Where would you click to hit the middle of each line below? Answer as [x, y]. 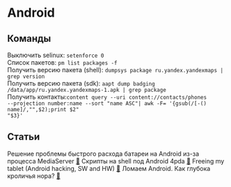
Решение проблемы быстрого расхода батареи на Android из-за [103, 154]
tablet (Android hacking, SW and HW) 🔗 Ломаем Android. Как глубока [109, 168]
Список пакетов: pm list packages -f [62, 63]
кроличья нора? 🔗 [34, 176]
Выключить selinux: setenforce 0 [56, 55]
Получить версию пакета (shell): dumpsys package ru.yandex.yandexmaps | [115, 70]
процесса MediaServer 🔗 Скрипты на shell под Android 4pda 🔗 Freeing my [116, 161]
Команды [29, 39]
